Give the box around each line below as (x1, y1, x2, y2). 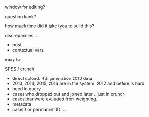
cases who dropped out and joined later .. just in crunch (12, 91, 125, 97)
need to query (12, 86, 41, 92)
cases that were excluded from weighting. (12, 96, 97, 102)
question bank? (5, 14, 36, 19)
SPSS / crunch (5, 66, 34, 72)
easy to (5, 57, 21, 62)
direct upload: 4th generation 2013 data (12, 76, 92, 81)
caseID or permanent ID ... (12, 107, 66, 112)
